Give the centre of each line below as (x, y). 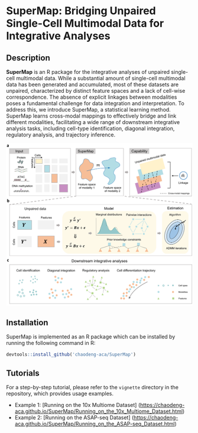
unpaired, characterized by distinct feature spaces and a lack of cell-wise (96, 91)
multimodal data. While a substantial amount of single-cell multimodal (100, 78)
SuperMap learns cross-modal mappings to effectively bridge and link (91, 116)
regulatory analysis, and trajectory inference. (61, 135)
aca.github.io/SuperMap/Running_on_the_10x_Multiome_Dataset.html (99, 411)
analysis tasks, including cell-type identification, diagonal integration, (90, 128)
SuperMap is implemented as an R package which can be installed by (91, 337)
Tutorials (23, 373)
